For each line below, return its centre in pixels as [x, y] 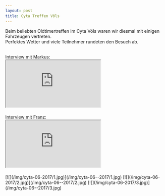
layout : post [19, 11]
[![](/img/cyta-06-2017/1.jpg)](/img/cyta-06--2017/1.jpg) [64, 177]
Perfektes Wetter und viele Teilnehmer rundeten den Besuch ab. [72, 42]
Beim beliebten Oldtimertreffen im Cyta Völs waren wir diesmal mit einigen [82, 31]
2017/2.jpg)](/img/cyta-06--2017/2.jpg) [46, 182]
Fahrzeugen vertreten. [29, 36]
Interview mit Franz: [26, 117]
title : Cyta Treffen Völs [32, 16]
